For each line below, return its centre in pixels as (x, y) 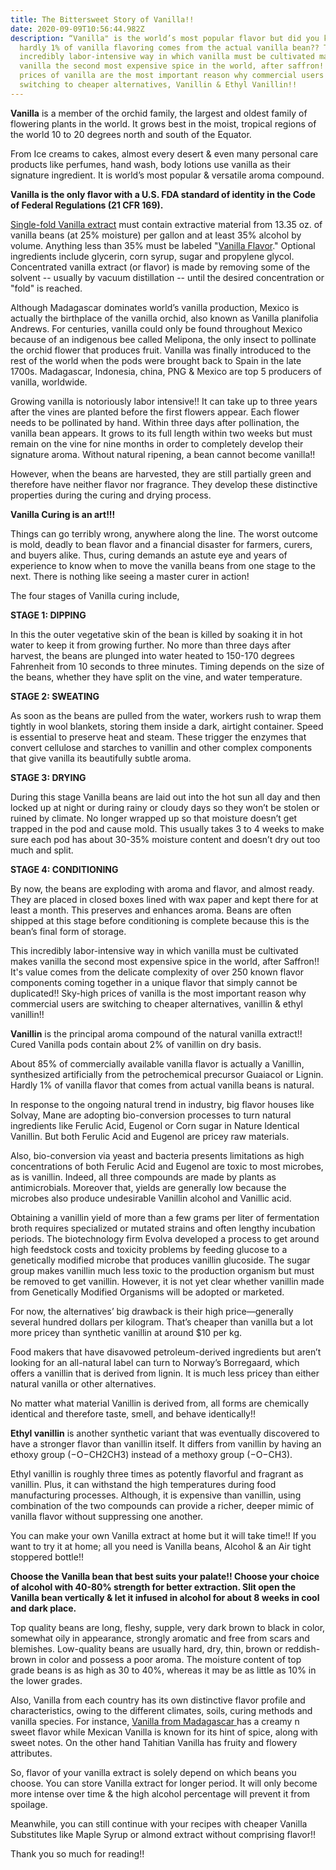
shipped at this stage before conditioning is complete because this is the (160, 920)
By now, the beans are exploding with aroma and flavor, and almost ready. (162, 888)
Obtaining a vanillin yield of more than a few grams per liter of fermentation (165, 1217)
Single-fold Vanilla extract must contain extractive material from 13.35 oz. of (166, 224)
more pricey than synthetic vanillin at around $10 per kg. (126, 1332)
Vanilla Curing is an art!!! (63, 514)
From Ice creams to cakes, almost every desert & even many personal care (164, 153)
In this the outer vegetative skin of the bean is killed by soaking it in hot (156, 634)
